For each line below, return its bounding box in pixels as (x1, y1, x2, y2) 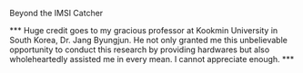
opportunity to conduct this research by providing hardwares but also (9, 44, 270, 55)
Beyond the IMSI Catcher (9, 8, 104, 18)
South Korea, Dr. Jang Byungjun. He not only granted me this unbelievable (9, 35, 288, 45)
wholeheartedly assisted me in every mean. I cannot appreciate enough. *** (9, 54, 295, 64)
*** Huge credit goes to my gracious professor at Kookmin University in (9, 25, 278, 35)
